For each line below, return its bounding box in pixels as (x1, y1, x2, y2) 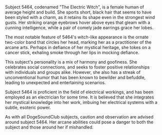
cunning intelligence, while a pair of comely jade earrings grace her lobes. (5, 25, 154, 31)
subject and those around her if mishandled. (5, 124, 94, 130)
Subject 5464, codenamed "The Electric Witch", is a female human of (5, 4, 144, 10)
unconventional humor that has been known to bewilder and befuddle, (5, 75, 146, 80)
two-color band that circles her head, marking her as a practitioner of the (5, 39, 152, 45)
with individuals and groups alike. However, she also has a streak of (5, 69, 141, 75)
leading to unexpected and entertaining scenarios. (5, 80, 106, 85)
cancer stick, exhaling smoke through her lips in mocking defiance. (5, 50, 140, 55)
